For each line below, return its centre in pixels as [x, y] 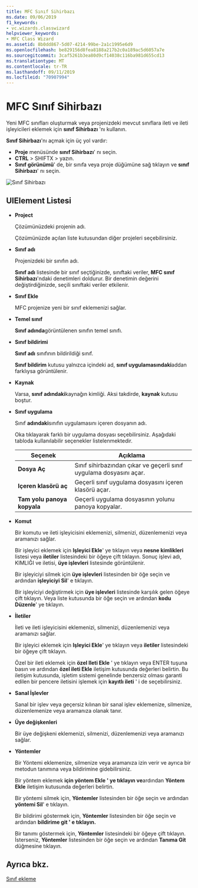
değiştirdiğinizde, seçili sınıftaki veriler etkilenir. [72, 284]
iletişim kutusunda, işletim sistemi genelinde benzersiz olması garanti [98, 675]
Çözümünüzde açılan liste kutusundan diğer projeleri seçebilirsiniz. [96, 238]
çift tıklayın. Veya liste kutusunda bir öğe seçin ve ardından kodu [93, 598]
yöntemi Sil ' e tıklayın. [42, 804]
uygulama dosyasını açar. [110, 473]
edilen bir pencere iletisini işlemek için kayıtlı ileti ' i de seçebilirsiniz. [98, 681]
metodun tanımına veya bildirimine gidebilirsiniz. [73, 769]
